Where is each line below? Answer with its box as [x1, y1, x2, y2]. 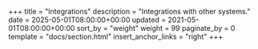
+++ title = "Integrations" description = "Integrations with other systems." [8, 7, 251, 16]
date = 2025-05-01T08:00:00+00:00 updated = [8, 15, 167, 24]
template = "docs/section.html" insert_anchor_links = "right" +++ [8, 32, 224, 41]
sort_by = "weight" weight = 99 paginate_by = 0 [76, 24, 236, 32]
